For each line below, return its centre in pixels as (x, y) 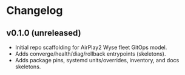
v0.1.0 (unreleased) (44, 33)
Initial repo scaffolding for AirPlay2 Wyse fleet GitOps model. (91, 47)
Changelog (35, 11)
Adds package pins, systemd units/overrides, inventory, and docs (97, 60)
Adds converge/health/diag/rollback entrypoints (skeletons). (90, 54)
